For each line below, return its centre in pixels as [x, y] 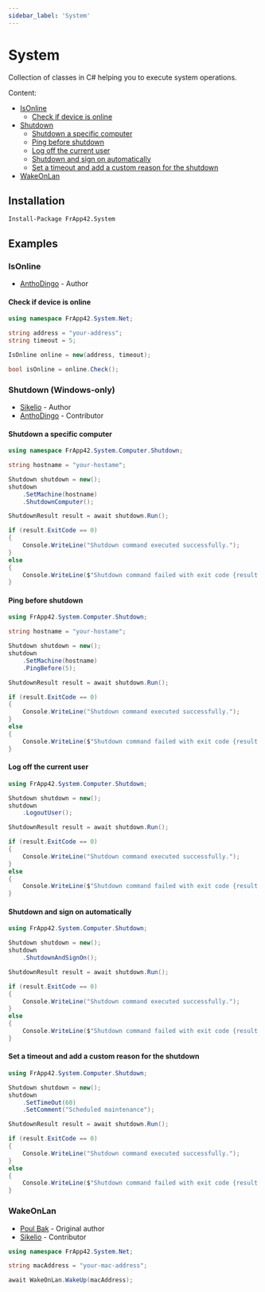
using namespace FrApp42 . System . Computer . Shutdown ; [95, 451]
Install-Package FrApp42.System [62, 219]
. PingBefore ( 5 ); [50, 668]
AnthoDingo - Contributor [62, 415]
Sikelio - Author [45, 406]
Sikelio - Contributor [53, 1237]
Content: [23, 92]
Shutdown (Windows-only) [62, 390]
